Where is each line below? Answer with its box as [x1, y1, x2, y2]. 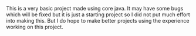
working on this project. [6, 23, 63, 30]
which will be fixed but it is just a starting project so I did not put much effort [6, 11, 190, 18]
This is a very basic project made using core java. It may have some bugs [6, 5, 184, 12]
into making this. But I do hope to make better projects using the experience [6, 17, 190, 24]
